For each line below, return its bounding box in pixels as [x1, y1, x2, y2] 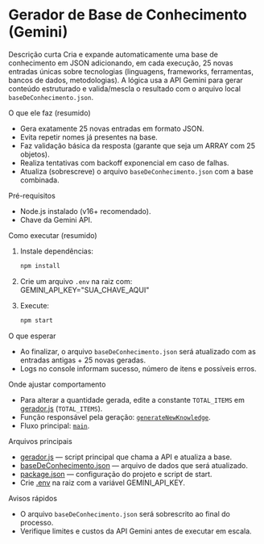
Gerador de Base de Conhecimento [8, 6, 247, 24]
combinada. [19, 175, 60, 185]
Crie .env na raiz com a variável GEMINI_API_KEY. [19, 478, 185, 488]
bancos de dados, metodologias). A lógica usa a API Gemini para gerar [8, 75, 243, 85]
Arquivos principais [8, 436, 72, 446]
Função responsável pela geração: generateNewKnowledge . [19, 412, 211, 421]
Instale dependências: [19, 246, 94, 256]
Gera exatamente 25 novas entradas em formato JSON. [19, 123, 204, 133]
